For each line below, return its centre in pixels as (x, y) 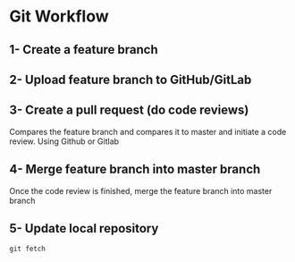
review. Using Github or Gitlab (64, 141)
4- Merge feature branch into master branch (135, 169)
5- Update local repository (84, 228)
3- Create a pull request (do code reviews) (129, 110)
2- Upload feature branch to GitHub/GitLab (131, 79)
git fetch (28, 249)
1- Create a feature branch (84, 50)
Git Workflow (59, 17)
